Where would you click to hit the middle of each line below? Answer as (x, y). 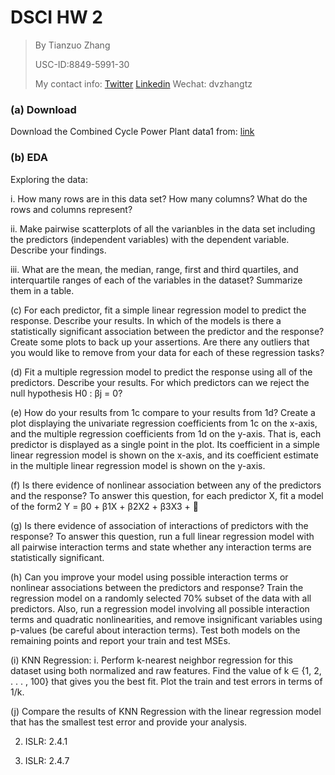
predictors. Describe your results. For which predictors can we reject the (160, 382)
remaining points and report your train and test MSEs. (120, 640)
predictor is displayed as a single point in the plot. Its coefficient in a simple (165, 444)
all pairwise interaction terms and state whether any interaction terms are (161, 547)
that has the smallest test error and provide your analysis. (129, 722)
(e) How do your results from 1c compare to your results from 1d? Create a (163, 412)
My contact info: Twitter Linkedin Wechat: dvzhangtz (143, 83)
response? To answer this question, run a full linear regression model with (162, 536)
